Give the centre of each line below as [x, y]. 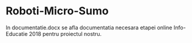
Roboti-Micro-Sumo [57, 11]
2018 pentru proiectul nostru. [65, 33]
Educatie [17, 33]
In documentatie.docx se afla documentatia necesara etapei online [89, 27]
